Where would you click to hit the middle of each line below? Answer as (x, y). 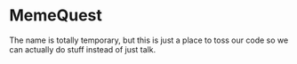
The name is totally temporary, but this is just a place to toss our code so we (149, 40)
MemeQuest (56, 16)
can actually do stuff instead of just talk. (83, 49)
